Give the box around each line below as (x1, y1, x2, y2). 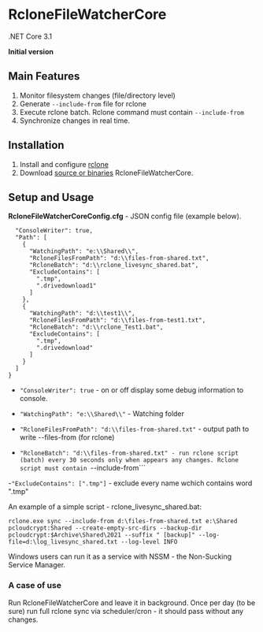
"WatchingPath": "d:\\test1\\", (28, 310, 135, 318)
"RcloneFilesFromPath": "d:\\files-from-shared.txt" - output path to (19, 424, 250, 434)
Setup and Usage (8, 191, 94, 204)
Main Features (8, 69, 80, 84)
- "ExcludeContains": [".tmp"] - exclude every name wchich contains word (8, 478, 253, 488)
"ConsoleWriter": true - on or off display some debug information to (19, 385, 244, 395)
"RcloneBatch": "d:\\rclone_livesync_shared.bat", (28, 262, 199, 270)
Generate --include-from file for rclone (19, 99, 147, 108)
